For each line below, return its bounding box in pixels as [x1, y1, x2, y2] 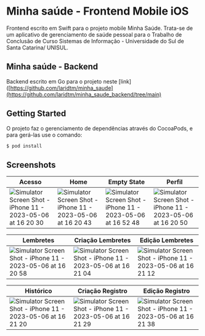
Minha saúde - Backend [6, 62, 99, 72]
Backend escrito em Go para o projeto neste [6, 77, 118, 85]
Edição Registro [143, 287, 190, 295]
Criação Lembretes [74, 236, 131, 245]
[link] [118, 77, 132, 85]
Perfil [167, 178, 183, 187]
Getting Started [6, 109, 67, 119]
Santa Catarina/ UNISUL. [6, 44, 69, 51]
